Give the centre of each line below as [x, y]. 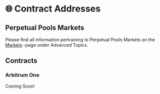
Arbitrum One [22, 75]
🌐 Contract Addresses [53, 9]
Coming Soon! [20, 86]
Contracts [21, 61]
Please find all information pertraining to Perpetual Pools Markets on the [80, 40]
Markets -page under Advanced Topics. [47, 45]
